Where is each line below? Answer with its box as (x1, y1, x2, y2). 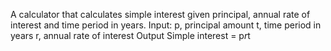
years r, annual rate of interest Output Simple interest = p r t (10, 30, 251, 41)
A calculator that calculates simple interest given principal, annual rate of (10, 9, 311, 20)
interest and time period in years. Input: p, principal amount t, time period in (10, 19, 322, 31)
